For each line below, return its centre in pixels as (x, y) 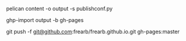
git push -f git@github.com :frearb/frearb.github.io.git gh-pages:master (93, 31)
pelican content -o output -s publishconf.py (59, 9)
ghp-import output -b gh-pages (45, 20)
